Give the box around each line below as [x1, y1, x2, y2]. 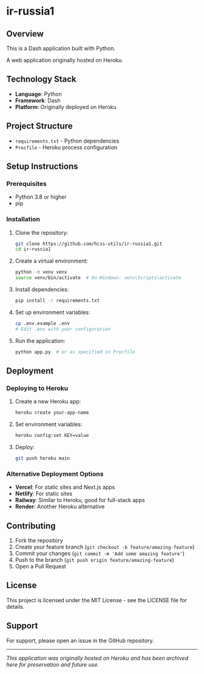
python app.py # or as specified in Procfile [15, 349, 135, 355]
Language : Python [15, 90, 62, 98]
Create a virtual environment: [15, 257, 88, 264]
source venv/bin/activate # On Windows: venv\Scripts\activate [15, 275, 182, 281]
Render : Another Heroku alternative [15, 503, 105, 510]
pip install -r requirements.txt [15, 297, 100, 304]
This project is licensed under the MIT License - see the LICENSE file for [6, 596, 187, 604]
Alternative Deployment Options [6, 469, 104, 478]
